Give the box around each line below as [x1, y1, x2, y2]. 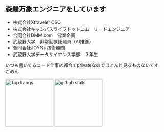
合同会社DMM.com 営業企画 [12, 32, 75, 38]
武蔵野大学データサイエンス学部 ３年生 [12, 51, 98, 57]
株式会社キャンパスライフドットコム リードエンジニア [12, 25, 130, 32]
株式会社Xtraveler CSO [12, 19, 61, 25]
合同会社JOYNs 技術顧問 [12, 45, 65, 51]
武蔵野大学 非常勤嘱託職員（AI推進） [12, 38, 94, 44]
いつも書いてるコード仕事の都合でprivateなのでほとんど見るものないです [5, 62, 159, 68]
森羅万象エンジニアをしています [5, 5, 107, 14]
